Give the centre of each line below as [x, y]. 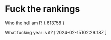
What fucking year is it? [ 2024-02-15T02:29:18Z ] [56, 32]
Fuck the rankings [42, 9]
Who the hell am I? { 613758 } [35, 23]
